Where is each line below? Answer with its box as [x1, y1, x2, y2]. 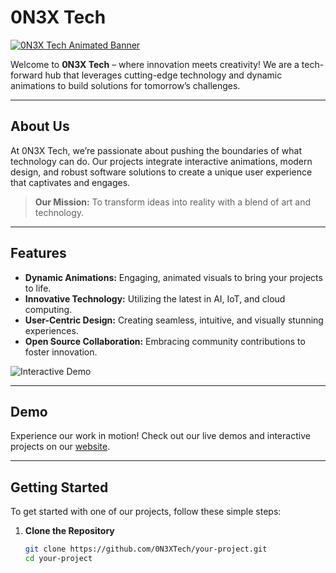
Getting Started [10, 479, 109, 496]
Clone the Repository [24, 525, 115, 537]
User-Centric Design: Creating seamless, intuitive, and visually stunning [24, 314, 324, 326]
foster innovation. [24, 346, 98, 358]
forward [10, 69, 43, 81]
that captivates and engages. [10, 176, 131, 188]
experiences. [24, 324, 79, 336]
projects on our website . [10, 441, 111, 453]
